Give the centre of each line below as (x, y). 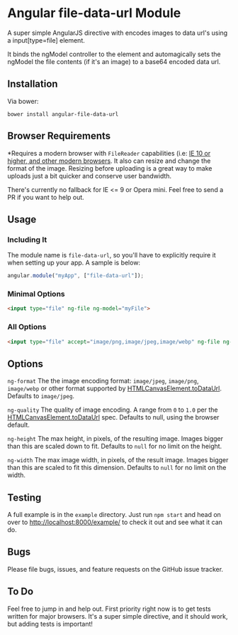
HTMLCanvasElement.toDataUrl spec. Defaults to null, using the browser (113, 417)
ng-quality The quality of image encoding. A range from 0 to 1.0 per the (113, 410)
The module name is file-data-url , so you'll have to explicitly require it (112, 255)
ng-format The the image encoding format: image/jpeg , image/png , (103, 381)
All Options (27, 327)
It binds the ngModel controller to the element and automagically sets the (114, 54)
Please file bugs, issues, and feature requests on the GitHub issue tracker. (115, 569)
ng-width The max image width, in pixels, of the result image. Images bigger (118, 460)
